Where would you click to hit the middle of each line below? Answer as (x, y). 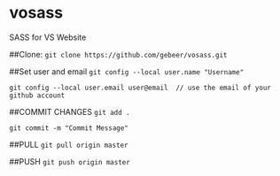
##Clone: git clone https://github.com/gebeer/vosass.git (118, 54)
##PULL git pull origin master (69, 144)
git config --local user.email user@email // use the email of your (140, 88)
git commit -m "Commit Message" (69, 128)
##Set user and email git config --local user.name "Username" (127, 71)
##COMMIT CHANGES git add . (70, 111)
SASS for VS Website (48, 37)
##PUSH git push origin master (70, 161)
